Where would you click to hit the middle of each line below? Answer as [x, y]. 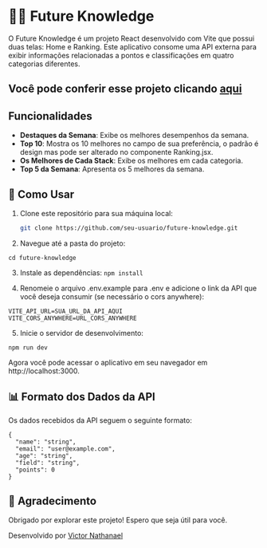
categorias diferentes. [44, 64]
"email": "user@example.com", [65, 449]
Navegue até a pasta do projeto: [73, 243]
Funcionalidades [51, 116]
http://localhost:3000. [44, 371]
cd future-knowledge [43, 258]
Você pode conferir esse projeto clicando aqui [125, 89]
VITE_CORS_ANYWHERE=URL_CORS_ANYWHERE [73, 318]
